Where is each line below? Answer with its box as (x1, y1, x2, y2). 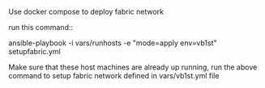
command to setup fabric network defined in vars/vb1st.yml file (8, 71, 220, 80)
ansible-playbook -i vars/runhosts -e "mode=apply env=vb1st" (8, 38, 217, 48)
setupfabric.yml (8, 47, 61, 56)
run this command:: (8, 23, 74, 31)
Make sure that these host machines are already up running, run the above (8, 62, 258, 72)
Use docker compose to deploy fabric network (8, 7, 165, 16)
